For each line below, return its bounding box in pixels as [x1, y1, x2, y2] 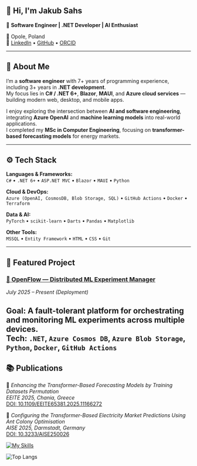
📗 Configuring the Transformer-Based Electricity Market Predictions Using [6, 412, 186, 419]
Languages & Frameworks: [6, 171, 73, 178]
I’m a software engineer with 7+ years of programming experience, [6, 77, 169, 84]
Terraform [6, 201, 30, 207]
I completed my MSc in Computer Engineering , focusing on [6, 126, 151, 133]
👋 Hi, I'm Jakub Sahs [6, 6, 83, 16]
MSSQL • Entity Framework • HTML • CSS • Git [6, 235, 111, 242]
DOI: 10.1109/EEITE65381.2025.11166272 [6, 401, 103, 408]
